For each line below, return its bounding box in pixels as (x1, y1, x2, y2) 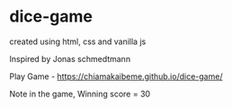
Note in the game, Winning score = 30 (9, 88, 151, 99)
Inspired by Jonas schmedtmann (9, 53, 131, 64)
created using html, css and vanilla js (9, 36, 147, 47)
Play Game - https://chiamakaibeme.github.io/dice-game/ (9, 70, 223, 82)
